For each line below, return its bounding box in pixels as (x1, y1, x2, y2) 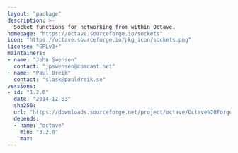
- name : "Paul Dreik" (7, 69, 72, 76)
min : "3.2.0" (20, 128, 59, 135)
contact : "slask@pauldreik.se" (13, 75, 106, 83)
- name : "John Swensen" (7, 56, 78, 63)
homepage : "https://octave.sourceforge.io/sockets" (7, 30, 163, 37)
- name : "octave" (13, 121, 65, 129)
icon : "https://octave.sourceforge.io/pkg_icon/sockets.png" (7, 37, 192, 44)
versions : (7, 82, 37, 90)
